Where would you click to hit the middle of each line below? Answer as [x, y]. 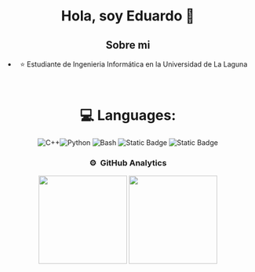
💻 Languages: [128, 116]
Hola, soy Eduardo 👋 [128, 16]
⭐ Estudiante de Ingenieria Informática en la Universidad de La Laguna [134, 64]
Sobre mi [128, 45]
